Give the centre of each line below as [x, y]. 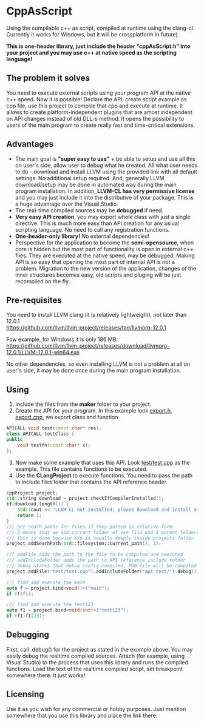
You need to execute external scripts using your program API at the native [99, 93]
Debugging [28, 635]
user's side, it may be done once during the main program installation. [94, 371]
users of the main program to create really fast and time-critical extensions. [101, 125]
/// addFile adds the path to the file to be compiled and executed [95, 555]
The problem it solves [48, 78]
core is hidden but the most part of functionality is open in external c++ [104, 249]
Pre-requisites [34, 300]
